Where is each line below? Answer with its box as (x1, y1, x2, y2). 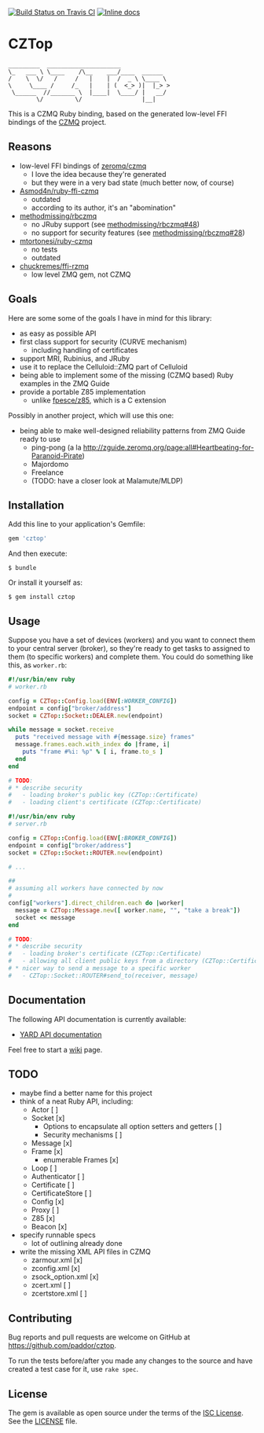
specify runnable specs (19, 1230, 96, 1240)
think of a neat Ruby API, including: (19, 1097, 134, 1106)
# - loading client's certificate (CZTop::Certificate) (8, 799, 202, 807)
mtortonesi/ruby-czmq (19, 236, 93, 245)
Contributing (8, 1311, 72, 1325)
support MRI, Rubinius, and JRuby (19, 354, 130, 363)
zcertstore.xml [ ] (31, 1289, 88, 1299)
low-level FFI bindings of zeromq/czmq (19, 161, 147, 171)
